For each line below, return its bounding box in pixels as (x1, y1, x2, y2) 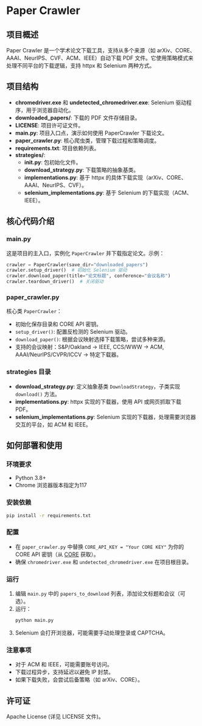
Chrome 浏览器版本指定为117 (15, 482, 87, 489)
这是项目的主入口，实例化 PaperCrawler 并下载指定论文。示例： (6, 249, 165, 256)
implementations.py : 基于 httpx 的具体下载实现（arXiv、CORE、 (24, 174, 187, 181)
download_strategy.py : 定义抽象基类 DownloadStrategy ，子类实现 (15, 382, 181, 390)
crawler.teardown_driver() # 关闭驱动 (6, 278, 104, 285)
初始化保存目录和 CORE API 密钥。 (15, 320, 102, 328)
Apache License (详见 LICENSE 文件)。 (6, 713, 105, 721)
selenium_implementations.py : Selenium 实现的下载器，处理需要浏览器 (15, 413, 197, 420)
